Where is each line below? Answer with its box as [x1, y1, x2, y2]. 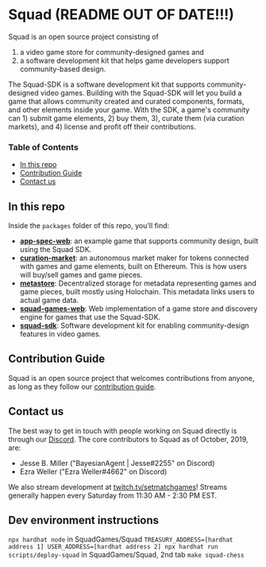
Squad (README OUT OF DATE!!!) [8, 6, 234, 24]
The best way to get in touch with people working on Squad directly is [8, 425, 237, 435]
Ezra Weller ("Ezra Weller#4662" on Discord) [19, 467, 168, 476]
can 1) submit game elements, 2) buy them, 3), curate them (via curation [8, 113, 245, 122]
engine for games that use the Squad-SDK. [19, 313, 161, 322]
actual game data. [19, 296, 79, 305]
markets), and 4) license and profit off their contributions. [8, 122, 196, 131]
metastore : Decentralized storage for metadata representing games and [19, 278, 256, 288]
